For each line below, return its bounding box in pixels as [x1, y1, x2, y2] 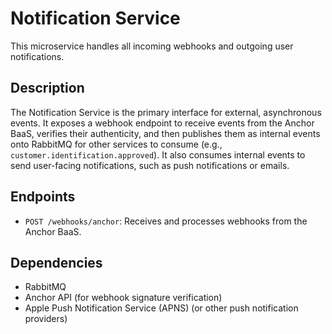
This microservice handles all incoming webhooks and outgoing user [10, 40, 294, 52]
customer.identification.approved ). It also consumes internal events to [10, 148, 306, 161]
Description [10, 80, 85, 97]
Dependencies [10, 254, 103, 271]
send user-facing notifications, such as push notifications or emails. [10, 159, 290, 171]
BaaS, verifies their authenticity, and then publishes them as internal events [10, 127, 321, 139]
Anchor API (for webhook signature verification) [24, 292, 223, 304]
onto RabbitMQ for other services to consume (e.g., [10, 138, 223, 150]
